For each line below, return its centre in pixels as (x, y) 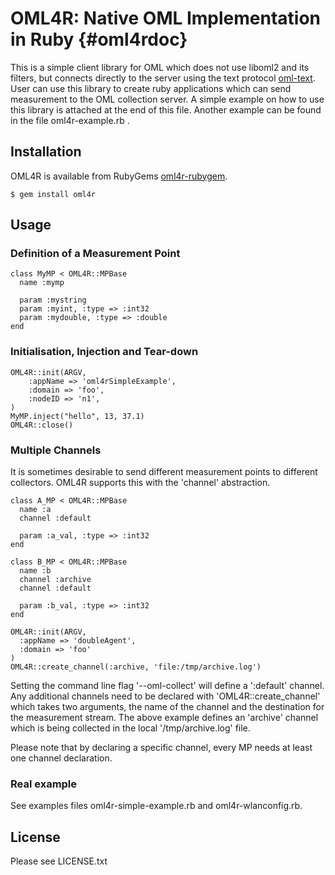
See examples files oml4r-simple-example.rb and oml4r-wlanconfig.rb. (156, 806)
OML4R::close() (42, 425)
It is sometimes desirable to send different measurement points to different (164, 472)
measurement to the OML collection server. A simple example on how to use (167, 99)
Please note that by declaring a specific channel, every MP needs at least (161, 748)
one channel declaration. (61, 758)
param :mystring (53, 300)
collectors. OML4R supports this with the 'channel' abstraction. (140, 483)
